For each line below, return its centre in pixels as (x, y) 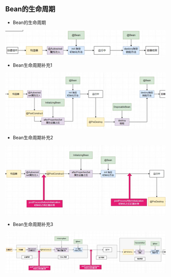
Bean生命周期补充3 (33, 224)
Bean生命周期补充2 (33, 137)
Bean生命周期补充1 (32, 65)
